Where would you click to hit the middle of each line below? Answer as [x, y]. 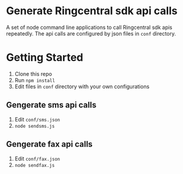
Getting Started [45, 58]
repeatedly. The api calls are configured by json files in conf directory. [91, 33]
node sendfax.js [35, 165]
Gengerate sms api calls [51, 105]
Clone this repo [33, 74]
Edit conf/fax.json [37, 159]
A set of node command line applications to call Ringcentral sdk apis [89, 27]
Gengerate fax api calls [49, 144]
